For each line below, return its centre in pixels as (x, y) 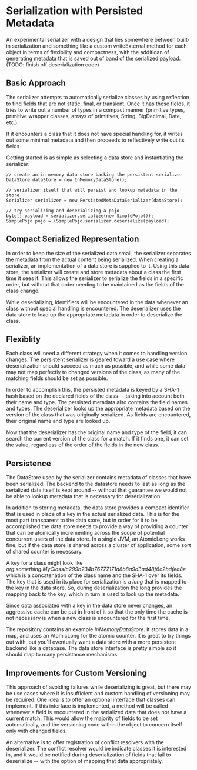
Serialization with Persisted (74, 11)
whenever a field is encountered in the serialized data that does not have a (96, 712)
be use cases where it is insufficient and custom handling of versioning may (98, 693)
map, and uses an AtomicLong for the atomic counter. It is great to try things (98, 636)
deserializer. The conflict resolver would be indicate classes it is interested (96, 749)
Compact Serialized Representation (73, 239)
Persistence (29, 463)
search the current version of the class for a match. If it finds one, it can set (97, 439)
